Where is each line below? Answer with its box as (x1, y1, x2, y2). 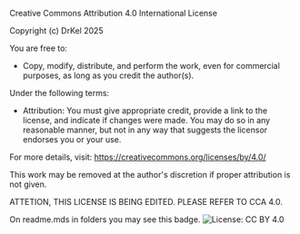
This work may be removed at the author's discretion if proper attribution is (9, 170, 291, 180)
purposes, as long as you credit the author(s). (22, 70, 195, 81)
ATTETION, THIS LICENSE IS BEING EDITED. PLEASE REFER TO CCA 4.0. (9, 197, 284, 207)
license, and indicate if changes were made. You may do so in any (22, 115, 271, 125)
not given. (9, 179, 47, 190)
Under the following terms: (9, 88, 110, 98)
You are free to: (9, 43, 68, 54)
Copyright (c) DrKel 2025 (9, 25, 104, 35)
